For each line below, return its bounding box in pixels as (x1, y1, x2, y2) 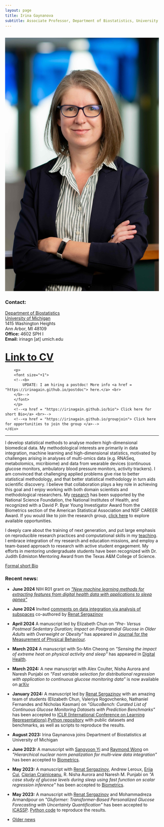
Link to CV (5, 351, 54, 363)
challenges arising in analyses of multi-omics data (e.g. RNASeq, (5, 455, 136, 461)
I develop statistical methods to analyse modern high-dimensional (5, 439, 138, 446)
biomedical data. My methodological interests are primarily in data (5, 445, 138, 451)
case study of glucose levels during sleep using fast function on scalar (12, 777, 155, 783)
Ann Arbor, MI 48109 (5, 326, 47, 331)
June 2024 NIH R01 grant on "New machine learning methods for (12, 586, 144, 592)
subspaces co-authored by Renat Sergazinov (12, 611, 103, 617)
